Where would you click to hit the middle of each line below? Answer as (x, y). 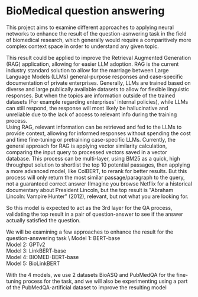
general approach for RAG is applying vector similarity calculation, (87, 146)
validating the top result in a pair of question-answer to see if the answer (95, 214)
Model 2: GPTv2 (26, 244)
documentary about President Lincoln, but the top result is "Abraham (90, 190)
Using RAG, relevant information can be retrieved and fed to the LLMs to (94, 127)
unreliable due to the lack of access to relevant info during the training (92, 114)
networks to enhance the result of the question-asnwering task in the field (97, 33)
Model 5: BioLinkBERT (33, 263)
